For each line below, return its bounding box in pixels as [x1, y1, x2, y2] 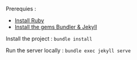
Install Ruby [14, 17, 44, 24]
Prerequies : [6, 5, 37, 12]
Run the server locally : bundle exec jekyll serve [6, 47, 131, 54]
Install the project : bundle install [6, 35, 92, 42]
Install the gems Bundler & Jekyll [14, 24, 97, 30]
